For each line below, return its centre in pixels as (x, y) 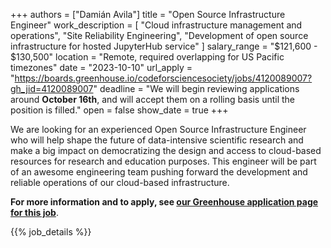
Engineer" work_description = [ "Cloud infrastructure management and (156, 25)
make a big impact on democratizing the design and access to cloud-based (166, 150)
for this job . (34, 212)
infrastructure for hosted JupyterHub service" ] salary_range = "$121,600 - (164, 46)
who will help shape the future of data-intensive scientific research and (157, 140)
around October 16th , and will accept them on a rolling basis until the (153, 99)
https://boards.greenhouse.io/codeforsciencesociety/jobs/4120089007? (163, 78)
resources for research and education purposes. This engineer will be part (163, 161)
